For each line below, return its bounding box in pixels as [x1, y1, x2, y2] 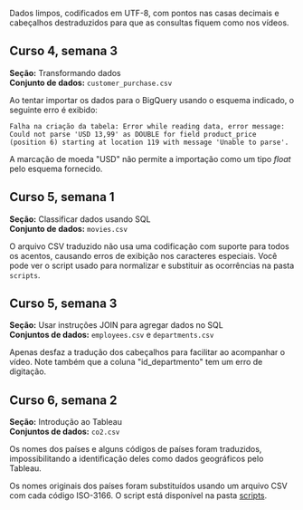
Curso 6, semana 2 [9, 392, 118, 408]
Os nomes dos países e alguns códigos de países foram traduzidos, [9, 444, 262, 455]
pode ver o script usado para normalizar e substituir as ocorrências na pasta [9, 260, 295, 271]
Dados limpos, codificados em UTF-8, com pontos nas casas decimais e [9, 8, 279, 18]
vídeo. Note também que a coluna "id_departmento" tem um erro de [9, 357, 263, 368]
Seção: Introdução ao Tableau [9, 417, 122, 428]
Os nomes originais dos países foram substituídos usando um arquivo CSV [9, 480, 288, 492]
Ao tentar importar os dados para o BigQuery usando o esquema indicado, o [9, 94, 295, 105]
